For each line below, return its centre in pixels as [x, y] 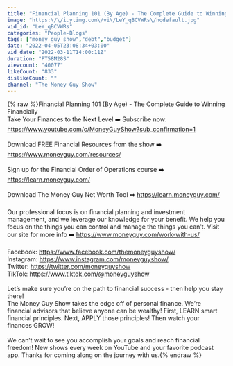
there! [16, 296]
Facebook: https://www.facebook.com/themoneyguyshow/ [92, 252]
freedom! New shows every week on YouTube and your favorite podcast [110, 348]
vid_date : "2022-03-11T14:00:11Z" [57, 53]
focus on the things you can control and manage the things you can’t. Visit [113, 227]
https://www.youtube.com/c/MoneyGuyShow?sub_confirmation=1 [102, 130]
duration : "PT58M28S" [38, 59]
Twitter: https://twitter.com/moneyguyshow [69, 267]
